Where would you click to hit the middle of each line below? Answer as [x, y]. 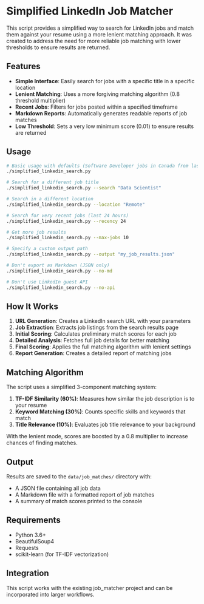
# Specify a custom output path [47, 249]
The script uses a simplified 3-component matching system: [81, 387]
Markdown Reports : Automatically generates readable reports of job [101, 113]
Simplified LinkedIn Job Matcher [90, 11]
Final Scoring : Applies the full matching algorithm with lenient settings [103, 347]
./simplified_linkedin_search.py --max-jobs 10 [68, 238]
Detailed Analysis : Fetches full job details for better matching [92, 341]
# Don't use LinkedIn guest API [47, 282]
